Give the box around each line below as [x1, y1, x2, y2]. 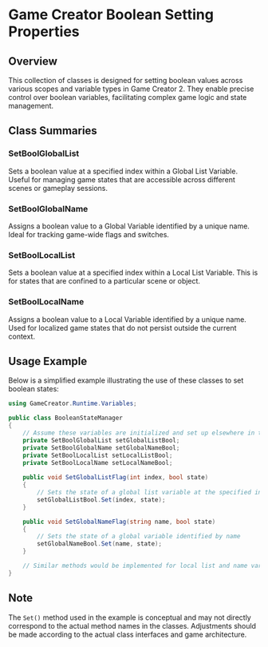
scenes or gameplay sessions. [8, 183, 108, 193]
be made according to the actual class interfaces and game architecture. [8, 629, 247, 639]
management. [8, 101, 54, 110]
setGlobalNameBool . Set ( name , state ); [37, 540, 162, 548]
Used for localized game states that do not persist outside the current [8, 323, 237, 332]
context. [8, 331, 36, 341]
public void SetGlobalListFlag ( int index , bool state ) [22, 474, 209, 482]
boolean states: [8, 384, 60, 394]
